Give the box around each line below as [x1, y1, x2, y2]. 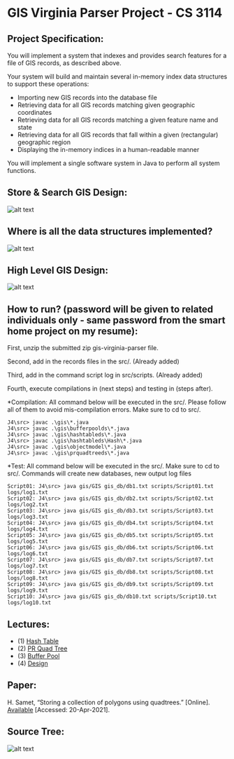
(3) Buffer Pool [17, 652, 60, 660]
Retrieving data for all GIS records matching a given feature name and [17, 116, 219, 124]
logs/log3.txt [7, 513, 49, 521]
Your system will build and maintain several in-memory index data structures [7, 72, 228, 81]
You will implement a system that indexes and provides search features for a [7, 51, 227, 60]
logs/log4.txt [7, 526, 49, 533]
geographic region [17, 138, 71, 146]
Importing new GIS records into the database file [17, 93, 157, 102]
